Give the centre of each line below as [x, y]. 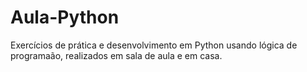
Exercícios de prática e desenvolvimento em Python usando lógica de [154, 45]
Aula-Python [65, 17]
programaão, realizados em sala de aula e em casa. [116, 55]
